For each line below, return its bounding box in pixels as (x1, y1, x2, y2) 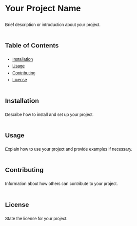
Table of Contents (5, 41, 59, 49)
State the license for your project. (5, 216, 68, 221)
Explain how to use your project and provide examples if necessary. (5, 146, 133, 152)
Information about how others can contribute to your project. (5, 181, 118, 186)
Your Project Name (5, 3, 81, 13)
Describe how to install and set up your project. (5, 112, 94, 117)
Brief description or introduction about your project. (5, 22, 101, 27)
